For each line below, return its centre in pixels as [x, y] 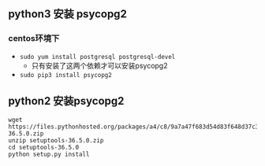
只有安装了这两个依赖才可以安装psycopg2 [99, 65]
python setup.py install [49, 154]
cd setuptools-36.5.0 [44, 147]
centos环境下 [34, 39]
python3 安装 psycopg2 [68, 14]
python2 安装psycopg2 [66, 101]
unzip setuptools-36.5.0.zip [56, 140]
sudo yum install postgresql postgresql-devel [97, 57]
